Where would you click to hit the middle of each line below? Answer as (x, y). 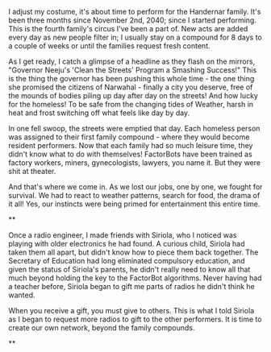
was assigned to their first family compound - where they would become (129, 137)
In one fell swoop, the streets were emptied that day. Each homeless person (134, 128)
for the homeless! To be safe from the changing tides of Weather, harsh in (131, 104)
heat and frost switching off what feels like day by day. (99, 113)
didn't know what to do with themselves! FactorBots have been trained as (130, 154)
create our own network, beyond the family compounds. (102, 328)
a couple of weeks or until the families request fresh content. (110, 46)
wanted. (22, 295)
